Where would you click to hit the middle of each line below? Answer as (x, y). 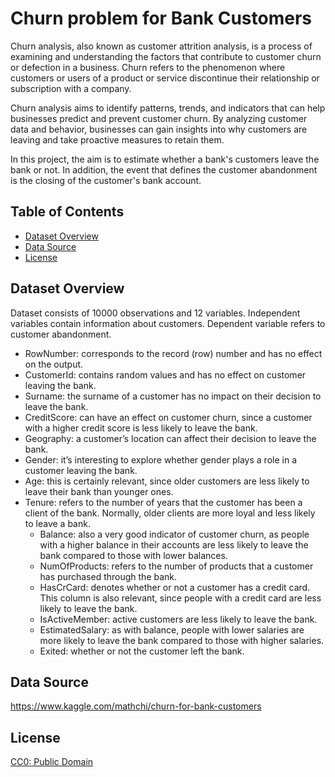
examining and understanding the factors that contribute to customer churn (166, 56)
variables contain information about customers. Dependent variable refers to (168, 323)
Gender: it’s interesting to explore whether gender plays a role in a (160, 459)
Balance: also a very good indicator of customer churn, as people (174, 534)
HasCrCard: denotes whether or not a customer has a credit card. (175, 587)
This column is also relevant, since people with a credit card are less (180, 598)
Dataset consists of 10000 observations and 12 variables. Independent (155, 313)
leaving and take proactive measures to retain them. (117, 139)
